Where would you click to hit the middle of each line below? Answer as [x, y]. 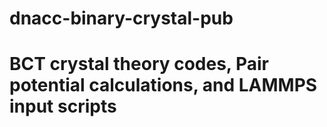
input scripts [63, 106]
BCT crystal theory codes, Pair [139, 64]
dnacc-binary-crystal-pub [121, 18]
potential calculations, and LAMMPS [163, 85]
